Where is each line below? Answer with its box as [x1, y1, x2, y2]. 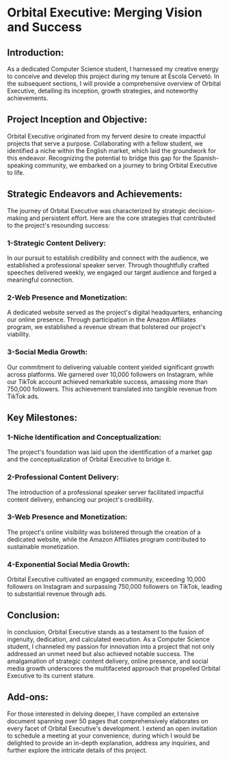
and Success [7, 19, 82, 35]
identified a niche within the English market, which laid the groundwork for [7, 146, 217, 155]
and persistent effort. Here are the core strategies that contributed [29, 214, 216, 222]
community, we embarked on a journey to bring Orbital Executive [33, 161, 217, 169]
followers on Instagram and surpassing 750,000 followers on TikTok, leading [7, 583, 222, 591]
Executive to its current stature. [7, 671, 96, 679]
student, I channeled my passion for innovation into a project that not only [7, 642, 215, 651]
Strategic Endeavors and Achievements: [7, 189, 183, 200]
